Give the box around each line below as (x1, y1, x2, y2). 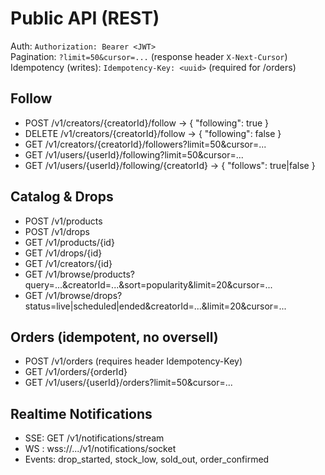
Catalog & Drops (10, 188, 114, 206)
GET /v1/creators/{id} (24, 257, 113, 269)
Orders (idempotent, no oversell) (10, 328, 219, 346)
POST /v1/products (24, 215, 103, 227)
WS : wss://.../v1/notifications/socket (24, 443, 177, 455)
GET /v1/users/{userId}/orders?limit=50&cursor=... (24, 377, 233, 389)
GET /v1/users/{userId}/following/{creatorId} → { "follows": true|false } (24, 159, 316, 171)
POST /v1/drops (24, 225, 90, 237)
